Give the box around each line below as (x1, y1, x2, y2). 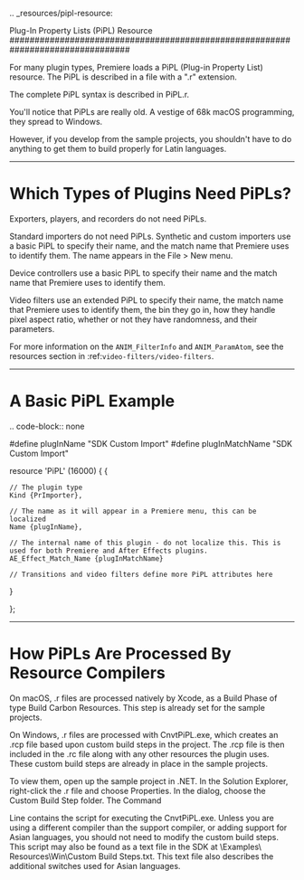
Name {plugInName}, (9, 522, 83, 532)
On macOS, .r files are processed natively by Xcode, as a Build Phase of (9, 692, 278, 704)
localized (9, 515, 47, 524)
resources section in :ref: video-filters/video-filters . (9, 350, 214, 361)
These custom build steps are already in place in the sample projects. (9, 758, 269, 769)
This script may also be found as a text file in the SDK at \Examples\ (9, 841, 262, 852)
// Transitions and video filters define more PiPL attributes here (9, 570, 273, 579)
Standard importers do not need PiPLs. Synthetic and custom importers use (9, 231, 291, 241)
